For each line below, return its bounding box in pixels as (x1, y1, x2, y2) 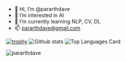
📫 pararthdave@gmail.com (14, 25, 81, 32)
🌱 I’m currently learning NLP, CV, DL (14, 18, 101, 25)
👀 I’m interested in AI (14, 12, 64, 19)
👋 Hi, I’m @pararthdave (14, 6, 70, 12)
